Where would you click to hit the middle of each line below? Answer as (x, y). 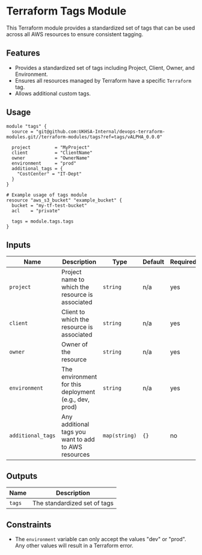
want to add (78, 440)
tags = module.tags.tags (43, 221)
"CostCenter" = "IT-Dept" (50, 174)
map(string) (120, 436)
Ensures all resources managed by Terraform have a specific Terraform (103, 80)
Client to (73, 312)
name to (73, 280)
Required (183, 262)
